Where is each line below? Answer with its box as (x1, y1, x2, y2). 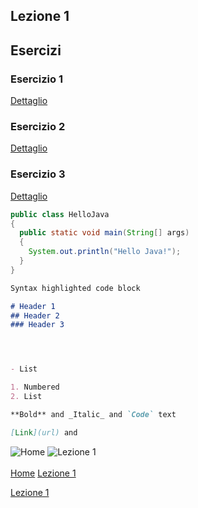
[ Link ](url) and (10, 427, 78, 438)
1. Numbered (10, 382, 60, 393)
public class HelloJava (10, 209, 110, 219)
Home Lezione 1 (10, 467, 77, 479)
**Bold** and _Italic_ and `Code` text (10, 409, 177, 419)
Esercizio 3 (10, 167, 66, 181)
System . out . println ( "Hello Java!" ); (28, 247, 182, 257)
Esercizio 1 (10, 72, 63, 86)
